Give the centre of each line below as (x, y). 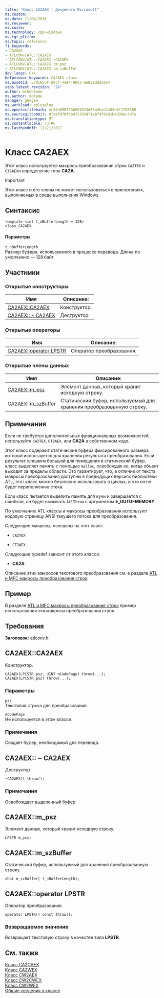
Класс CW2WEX (22, 986)
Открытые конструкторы (37, 286)
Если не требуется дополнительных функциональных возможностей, (77, 436)
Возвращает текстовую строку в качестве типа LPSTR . (63, 937)
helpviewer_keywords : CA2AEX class (41, 78)
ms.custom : (16, 14)
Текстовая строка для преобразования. (46, 706)
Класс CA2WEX (21, 970)
